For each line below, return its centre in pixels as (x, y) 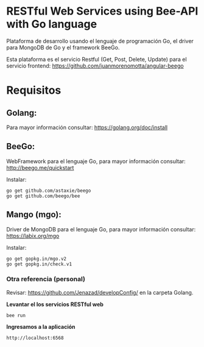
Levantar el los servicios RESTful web (55, 304)
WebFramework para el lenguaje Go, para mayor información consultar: (96, 161)
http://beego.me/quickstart (40, 167)
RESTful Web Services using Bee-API (102, 11)
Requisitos (34, 90)
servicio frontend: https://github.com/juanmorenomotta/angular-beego (95, 66)
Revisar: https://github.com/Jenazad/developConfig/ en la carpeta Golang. (100, 292)
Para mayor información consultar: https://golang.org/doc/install (87, 127)
